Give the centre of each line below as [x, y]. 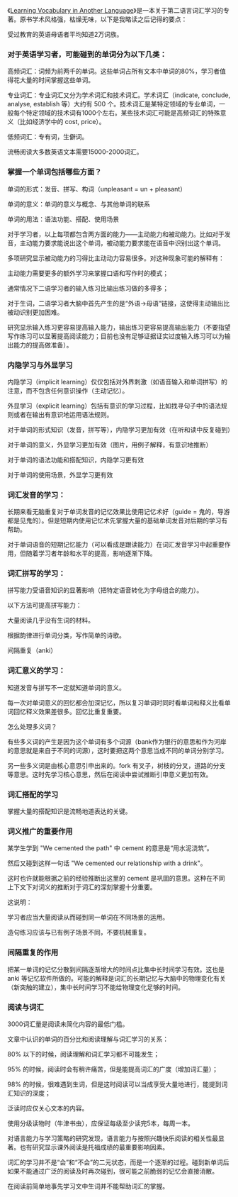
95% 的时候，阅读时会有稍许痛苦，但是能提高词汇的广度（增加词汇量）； [113, 1069]
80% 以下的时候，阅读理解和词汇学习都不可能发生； [84, 1054]
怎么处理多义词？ [32, 726]
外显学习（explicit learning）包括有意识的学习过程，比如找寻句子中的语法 [114, 406]
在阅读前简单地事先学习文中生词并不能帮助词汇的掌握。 [88, 1186]
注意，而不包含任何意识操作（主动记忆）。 [68, 390]
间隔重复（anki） [32, 650]
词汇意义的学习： [36, 671]
